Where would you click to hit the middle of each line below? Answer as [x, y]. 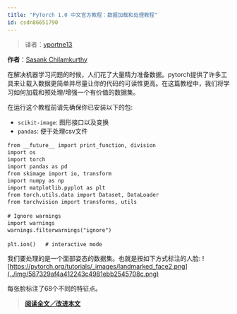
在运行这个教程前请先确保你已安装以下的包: [70, 107]
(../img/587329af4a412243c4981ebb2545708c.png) [83, 274]
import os [22, 152]
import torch [26, 159]
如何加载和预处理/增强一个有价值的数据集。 [76, 92]
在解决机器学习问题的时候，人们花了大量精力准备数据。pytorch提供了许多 [114, 74]
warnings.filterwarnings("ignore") [60, 230]
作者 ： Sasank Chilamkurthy [48, 59]
